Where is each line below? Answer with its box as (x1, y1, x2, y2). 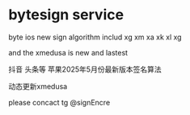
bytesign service (8, 6, 124, 24)
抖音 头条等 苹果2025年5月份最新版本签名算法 (8, 64, 162, 74)
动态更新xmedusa (8, 81, 68, 91)
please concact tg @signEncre (8, 97, 111, 107)
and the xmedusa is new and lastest (8, 47, 128, 57)
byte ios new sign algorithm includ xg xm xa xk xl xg (8, 32, 182, 42)
